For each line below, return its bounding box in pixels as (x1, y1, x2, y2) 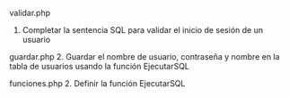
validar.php (9, 8, 51, 18)
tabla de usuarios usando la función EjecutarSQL (9, 61, 190, 71)
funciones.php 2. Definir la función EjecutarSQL (9, 78, 186, 88)
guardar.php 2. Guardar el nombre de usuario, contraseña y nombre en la (9, 52, 280, 61)
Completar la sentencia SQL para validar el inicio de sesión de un (22, 25, 263, 35)
